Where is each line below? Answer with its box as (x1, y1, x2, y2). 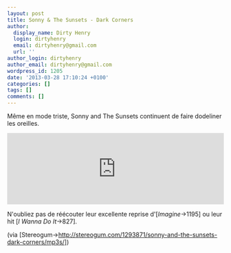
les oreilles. (7, 120, 40, 127)
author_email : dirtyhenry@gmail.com (7, 61, 112, 68)
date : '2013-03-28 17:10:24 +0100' (7, 74, 109, 81)
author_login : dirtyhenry (7, 55, 81, 62)
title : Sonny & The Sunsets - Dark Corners (7, 16, 134, 23)
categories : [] (7, 80, 51, 87)
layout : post (7, 10, 45, 17)
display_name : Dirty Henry (13, 29, 91, 36)
